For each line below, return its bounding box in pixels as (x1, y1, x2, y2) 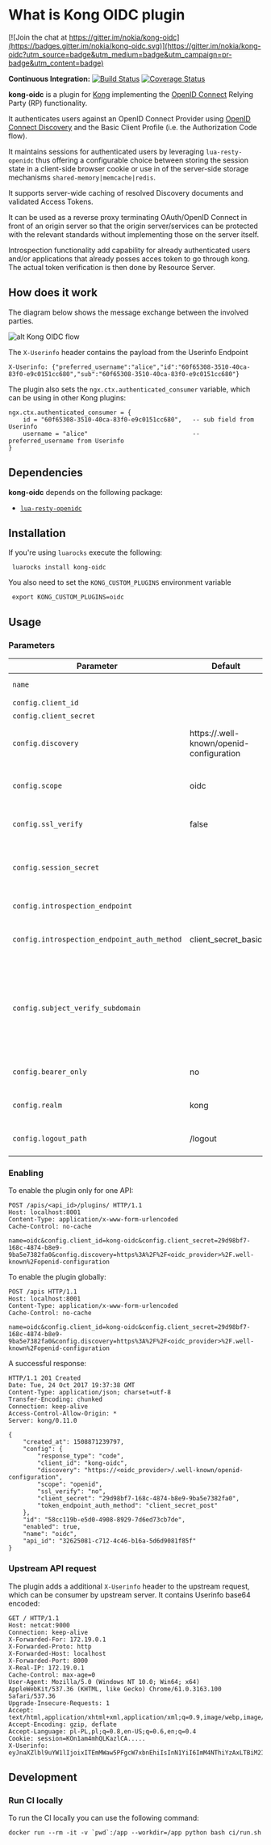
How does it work (8, 286, 98, 300)
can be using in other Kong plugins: (8, 392, 127, 402)
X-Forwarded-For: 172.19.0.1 (8, 1636, 106, 1644)
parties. (8, 315, 34, 325)
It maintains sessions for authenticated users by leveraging (8, 146, 204, 156)
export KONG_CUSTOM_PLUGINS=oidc (11, 593, 125, 602)
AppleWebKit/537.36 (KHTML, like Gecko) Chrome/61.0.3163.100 (8, 1685, 222, 1693)
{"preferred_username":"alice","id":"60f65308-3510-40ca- (51, 362, 251, 371)
